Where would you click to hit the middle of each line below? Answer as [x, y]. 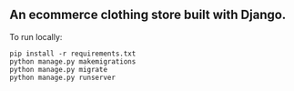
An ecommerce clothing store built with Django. [148, 15]
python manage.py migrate [58, 69]
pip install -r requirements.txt [73, 54]
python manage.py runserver [63, 77]
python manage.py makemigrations [73, 61]
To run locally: [36, 36]
